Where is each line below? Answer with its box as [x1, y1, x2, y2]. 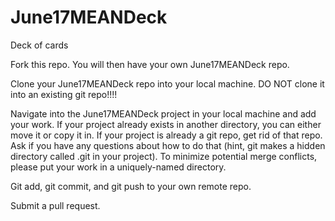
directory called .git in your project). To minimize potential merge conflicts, [10, 150, 318, 162]
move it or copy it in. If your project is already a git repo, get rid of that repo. [10, 129, 323, 141]
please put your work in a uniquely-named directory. [10, 161, 227, 173]
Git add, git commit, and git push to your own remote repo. [10, 180, 252, 192]
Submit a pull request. [10, 199, 101, 211]
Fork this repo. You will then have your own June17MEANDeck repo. [10, 58, 290, 70]
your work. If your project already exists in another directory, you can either [10, 118, 322, 130]
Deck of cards [10, 39, 69, 51]
